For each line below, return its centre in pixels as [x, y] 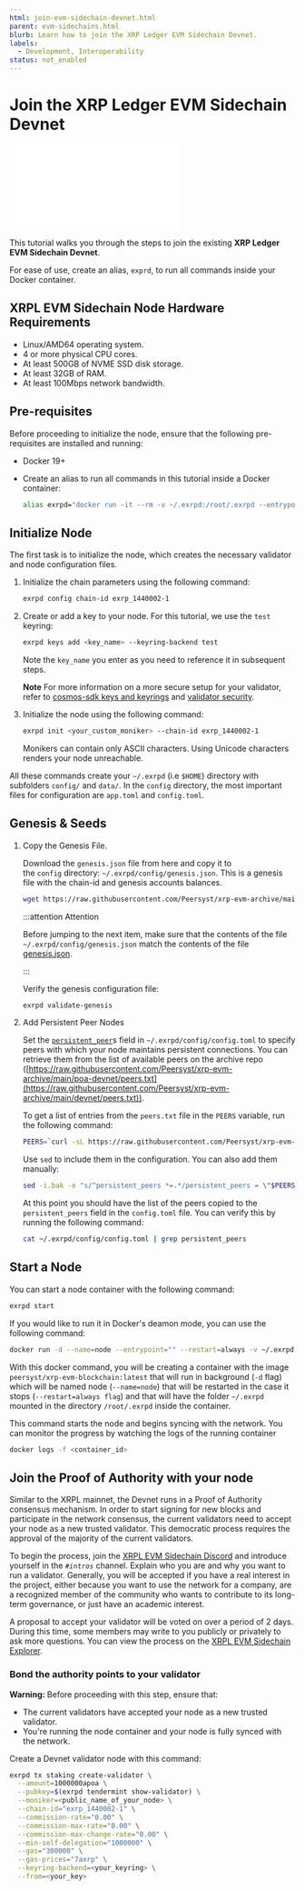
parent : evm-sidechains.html [64, 26]
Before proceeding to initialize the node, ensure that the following [132, 434]
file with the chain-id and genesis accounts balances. [122, 882]
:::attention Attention [61, 916]
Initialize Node [51, 533]
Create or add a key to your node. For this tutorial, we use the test [147, 616]
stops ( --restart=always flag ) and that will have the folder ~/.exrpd [137, 1395]
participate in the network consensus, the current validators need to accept [151, 1519]
